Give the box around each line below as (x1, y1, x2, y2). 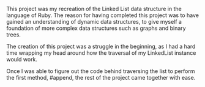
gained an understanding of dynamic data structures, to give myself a (6, 18, 182, 25)
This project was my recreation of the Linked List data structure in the (6, 5, 182, 12)
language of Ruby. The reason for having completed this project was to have (6, 12, 199, 19)
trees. (6, 31, 21, 38)
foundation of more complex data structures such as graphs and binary (6, 24, 186, 32)
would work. (6, 56, 38, 63)
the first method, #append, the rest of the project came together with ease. (6, 74, 196, 81)
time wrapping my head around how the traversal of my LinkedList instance (6, 49, 196, 57)
